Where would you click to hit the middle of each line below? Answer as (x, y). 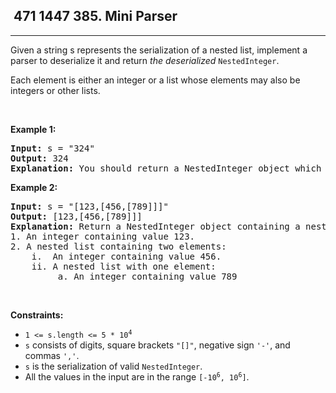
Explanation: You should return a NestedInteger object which (166, 168)
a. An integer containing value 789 (147, 276)
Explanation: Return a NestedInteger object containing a (155, 226)
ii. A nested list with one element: (124, 266)
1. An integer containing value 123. (103, 236)
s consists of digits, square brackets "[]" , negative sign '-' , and (157, 345)
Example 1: (33, 129)
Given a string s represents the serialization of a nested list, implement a (159, 50)
